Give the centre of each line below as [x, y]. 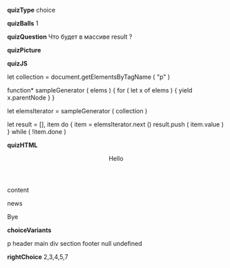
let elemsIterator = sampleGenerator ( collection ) [77, 111]
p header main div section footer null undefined [75, 243]
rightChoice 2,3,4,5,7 [38, 257]
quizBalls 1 [23, 23]
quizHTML [22, 145]
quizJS [17, 64]
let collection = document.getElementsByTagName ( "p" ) [89, 77]
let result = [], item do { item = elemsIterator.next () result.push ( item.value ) [116, 124]
